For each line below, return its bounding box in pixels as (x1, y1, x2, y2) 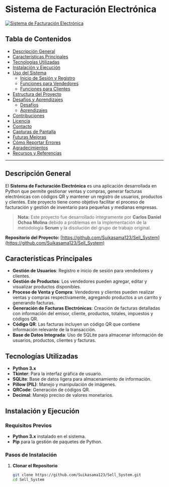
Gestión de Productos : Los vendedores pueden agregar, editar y (12, 278, 147, 284)
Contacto (12, 123, 32, 129)
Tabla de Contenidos (5, 35, 71, 43)
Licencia (12, 117, 30, 124)
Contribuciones (12, 112, 45, 118)
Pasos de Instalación (5, 451, 57, 458)
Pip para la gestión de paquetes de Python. (12, 439, 103, 445)
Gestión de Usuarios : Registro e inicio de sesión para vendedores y (12, 268, 153, 274)
